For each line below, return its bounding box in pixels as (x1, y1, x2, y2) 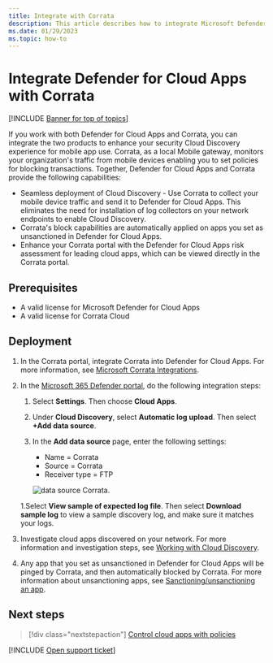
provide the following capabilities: (8, 172, 122, 183)
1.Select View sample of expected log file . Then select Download (19, 500, 241, 510)
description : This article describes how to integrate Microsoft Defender (8, 19, 267, 28)
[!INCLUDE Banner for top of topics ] (8, 114, 128, 123)
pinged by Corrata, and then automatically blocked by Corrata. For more (19, 566, 262, 577)
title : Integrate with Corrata (8, 11, 115, 20)
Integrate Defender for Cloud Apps (8, 70, 247, 88)
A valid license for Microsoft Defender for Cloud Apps (19, 302, 201, 312)
